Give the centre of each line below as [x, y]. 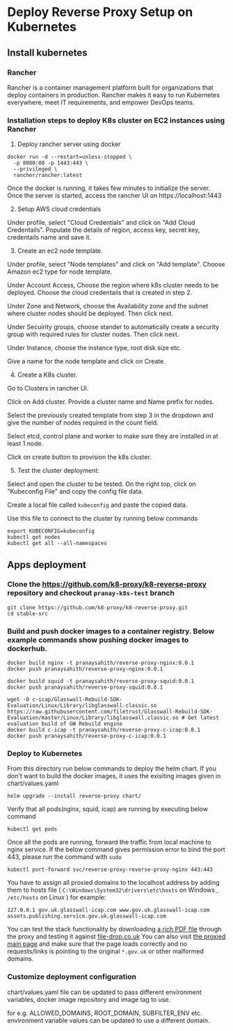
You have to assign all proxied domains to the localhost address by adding [114, 883]
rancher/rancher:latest [48, 175]
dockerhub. [27, 648]
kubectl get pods [32, 829]
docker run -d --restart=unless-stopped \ [70, 157]
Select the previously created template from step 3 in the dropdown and [110, 416]
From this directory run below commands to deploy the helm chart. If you [112, 769]
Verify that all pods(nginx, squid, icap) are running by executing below [108, 809]
